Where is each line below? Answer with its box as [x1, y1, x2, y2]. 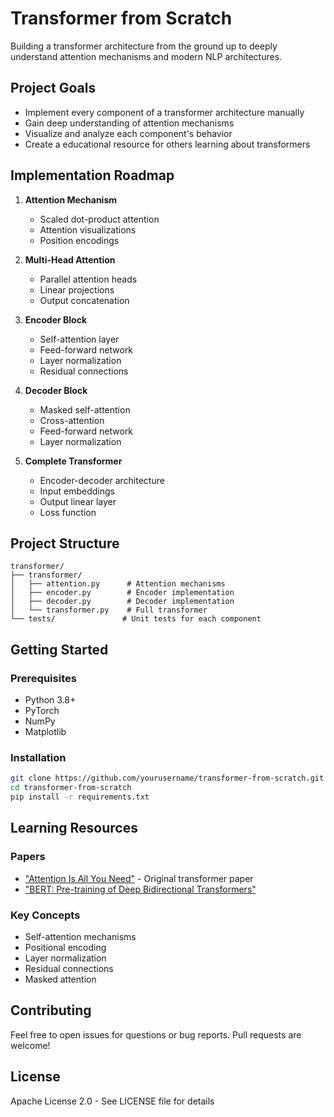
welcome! [10, 1039, 51, 1051]
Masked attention [24, 973, 97, 985]
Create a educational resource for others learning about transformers [24, 138, 311, 150]
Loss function [39, 506, 97, 518]
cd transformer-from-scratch [10, 783, 132, 793]
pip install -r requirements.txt [10, 792, 150, 802]
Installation [10, 750, 67, 764]
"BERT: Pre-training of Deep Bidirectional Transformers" [24, 883, 257, 895]
